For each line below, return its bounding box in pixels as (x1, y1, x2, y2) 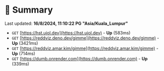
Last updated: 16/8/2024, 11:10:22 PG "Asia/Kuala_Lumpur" (4, 20, 128, 26)
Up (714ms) (11, 51, 35, 56)
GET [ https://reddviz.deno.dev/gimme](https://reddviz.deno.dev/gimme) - (11, 35, 160, 41)
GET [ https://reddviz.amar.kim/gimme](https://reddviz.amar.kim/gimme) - (11, 45, 159, 51)
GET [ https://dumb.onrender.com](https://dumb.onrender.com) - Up (11, 55, 148, 61)
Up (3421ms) (11, 40, 38, 46)
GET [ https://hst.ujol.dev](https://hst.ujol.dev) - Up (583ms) (11, 30, 131, 35)
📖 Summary (4, 4, 53, 16)
